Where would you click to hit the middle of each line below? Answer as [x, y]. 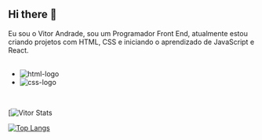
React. [18, 50]
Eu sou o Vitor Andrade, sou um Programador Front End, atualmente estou [128, 33]
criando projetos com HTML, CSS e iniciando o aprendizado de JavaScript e [131, 42]
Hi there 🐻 [33, 15]
